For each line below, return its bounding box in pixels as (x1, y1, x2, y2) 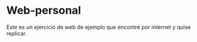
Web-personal (6, 4, 81, 17)
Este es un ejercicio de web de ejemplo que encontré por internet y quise (6, 23, 191, 31)
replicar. (6, 29, 27, 37)
